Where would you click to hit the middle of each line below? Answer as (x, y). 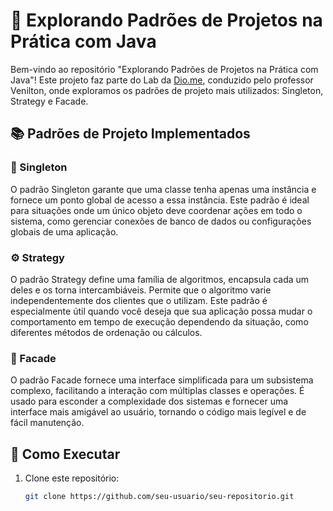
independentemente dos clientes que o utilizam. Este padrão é (139, 300)
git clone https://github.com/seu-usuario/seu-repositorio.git (159, 497)
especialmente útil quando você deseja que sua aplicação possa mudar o (161, 311)
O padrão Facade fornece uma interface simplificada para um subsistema (162, 380)
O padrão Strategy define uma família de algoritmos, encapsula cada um (160, 279)
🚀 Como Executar (65, 454)
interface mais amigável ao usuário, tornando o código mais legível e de (158, 412)
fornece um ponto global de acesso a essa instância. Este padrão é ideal (160, 200)
